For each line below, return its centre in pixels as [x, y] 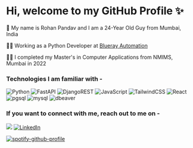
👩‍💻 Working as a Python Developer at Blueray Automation [77, 45]
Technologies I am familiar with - [55, 78]
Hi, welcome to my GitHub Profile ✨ [95, 11]
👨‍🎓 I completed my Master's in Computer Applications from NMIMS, [90, 57]
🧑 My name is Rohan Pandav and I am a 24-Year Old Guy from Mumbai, [94, 27]
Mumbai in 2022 [26, 63]
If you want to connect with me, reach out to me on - [83, 114]
